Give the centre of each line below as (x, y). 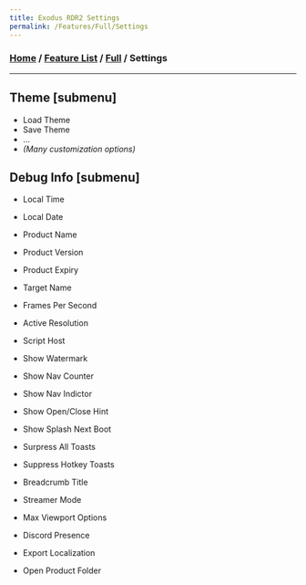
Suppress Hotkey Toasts (69, 465)
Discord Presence (56, 536)
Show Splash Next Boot (67, 429)
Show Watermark (55, 359)
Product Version (53, 253)
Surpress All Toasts (59, 447)
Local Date (43, 217)
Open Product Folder (62, 570)
